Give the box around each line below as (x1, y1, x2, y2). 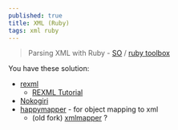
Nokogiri (19, 97, 49, 106)
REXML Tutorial (31, 88, 83, 97)
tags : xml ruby (8, 26, 59, 34)
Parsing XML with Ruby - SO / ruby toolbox (27, 49, 171, 58)
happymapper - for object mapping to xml (19, 104, 159, 114)
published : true (8, 11, 63, 20)
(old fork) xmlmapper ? (31, 113, 108, 123)
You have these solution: (8, 64, 90, 73)
